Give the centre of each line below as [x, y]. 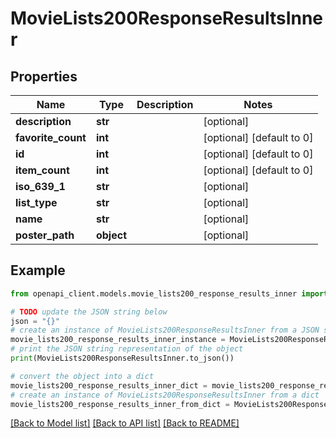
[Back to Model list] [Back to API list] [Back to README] [125, 423]
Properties [44, 76]
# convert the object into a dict [82, 376]
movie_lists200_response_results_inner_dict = [109, 385]
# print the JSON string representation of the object [127, 349]
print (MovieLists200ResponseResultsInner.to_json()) [122, 358]
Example [38, 270]
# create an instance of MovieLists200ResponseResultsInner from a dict [165, 395]
